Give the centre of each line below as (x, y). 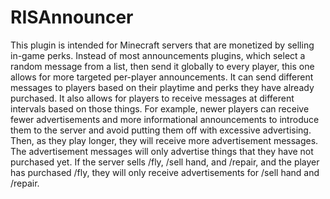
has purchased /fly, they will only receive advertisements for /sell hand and (165, 172)
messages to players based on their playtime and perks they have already (162, 87)
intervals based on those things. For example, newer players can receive (160, 108)
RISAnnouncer (72, 17)
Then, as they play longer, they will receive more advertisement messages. (164, 140)
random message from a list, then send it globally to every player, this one (162, 66)
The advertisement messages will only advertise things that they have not (162, 151)
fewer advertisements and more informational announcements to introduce (165, 119)
